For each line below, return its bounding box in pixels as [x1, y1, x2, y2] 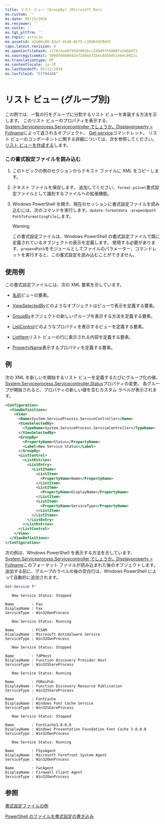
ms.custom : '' [5, 12, 34, 17]
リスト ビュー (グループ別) [5, 94, 110, 105]
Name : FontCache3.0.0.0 [5, 722, 71, 727]
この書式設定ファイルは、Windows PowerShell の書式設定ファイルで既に [12, 234, 160, 240]
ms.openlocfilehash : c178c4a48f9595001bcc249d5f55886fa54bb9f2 [5, 48, 138, 53]
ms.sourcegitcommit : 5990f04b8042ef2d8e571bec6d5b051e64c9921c [5, 53, 138, 58]
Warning [12, 223, 30, 229]
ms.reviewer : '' [5, 21, 38, 26]
